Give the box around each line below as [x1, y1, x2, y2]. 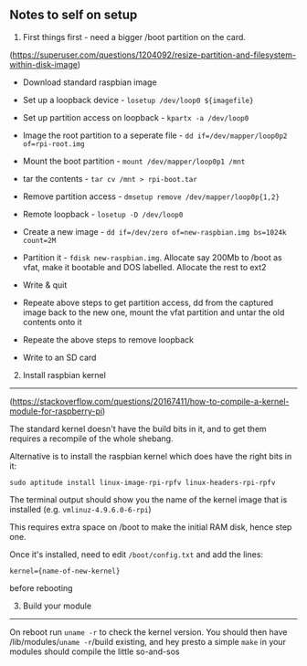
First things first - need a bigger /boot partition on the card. [22, 31, 247, 42]
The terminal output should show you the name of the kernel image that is [9, 493, 288, 505]
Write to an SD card [22, 352, 97, 363]
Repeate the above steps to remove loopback [22, 333, 195, 345]
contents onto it [22, 316, 82, 327]
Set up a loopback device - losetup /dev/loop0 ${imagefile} [22, 94, 254, 105]
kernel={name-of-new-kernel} [9, 566, 121, 576]
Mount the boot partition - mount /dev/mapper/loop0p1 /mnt [22, 155, 246, 166]
